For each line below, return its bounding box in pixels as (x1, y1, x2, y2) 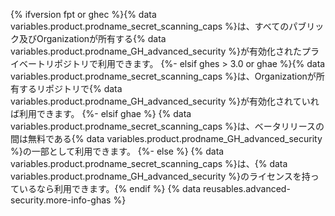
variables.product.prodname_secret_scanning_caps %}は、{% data (10, 158, 288, 169)
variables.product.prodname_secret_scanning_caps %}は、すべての (10, 20, 290, 32)
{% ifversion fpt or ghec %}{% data (10, 9, 157, 20)
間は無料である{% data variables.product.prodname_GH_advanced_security (10, 133, 323, 144)
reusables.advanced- (202, 183, 291, 194)
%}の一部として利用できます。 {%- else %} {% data (10, 145, 225, 157)
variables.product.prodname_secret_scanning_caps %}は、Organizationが (10, 70, 317, 82)
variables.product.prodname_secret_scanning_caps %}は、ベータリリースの (10, 120, 325, 132)
